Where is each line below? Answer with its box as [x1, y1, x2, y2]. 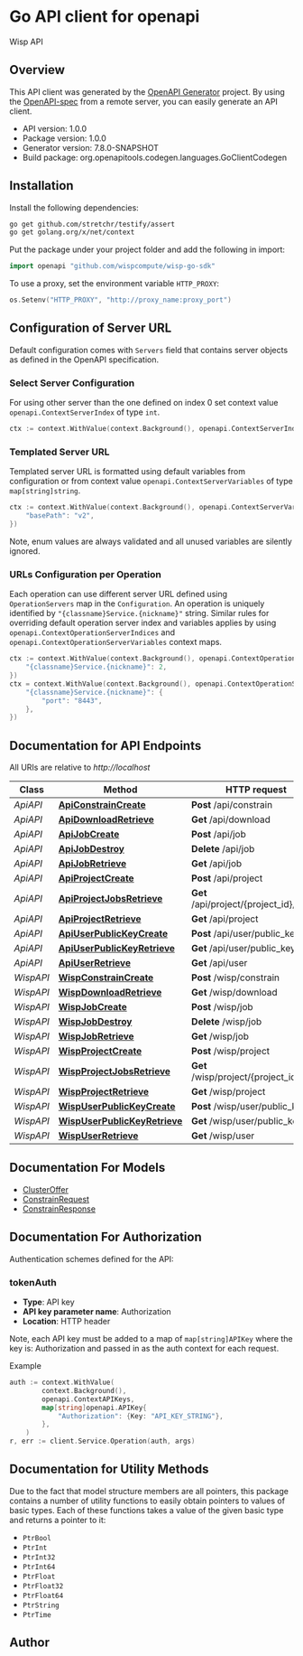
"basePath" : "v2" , [25, 511, 95, 520]
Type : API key [22, 1296, 75, 1307]
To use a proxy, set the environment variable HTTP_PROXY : [9, 278, 219, 289]
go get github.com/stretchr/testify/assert [9, 220, 176, 229]
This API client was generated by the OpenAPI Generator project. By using [9, 86, 286, 97]
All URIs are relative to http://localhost [9, 762, 151, 773]
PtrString [22, 1601, 60, 1610]
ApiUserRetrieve [58, 957, 131, 969]
